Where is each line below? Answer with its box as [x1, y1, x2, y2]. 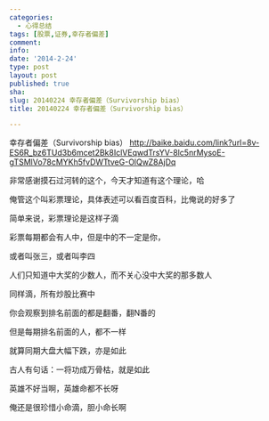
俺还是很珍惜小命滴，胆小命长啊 [9, 402, 126, 413]
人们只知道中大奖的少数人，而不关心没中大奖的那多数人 [9, 270, 212, 280]
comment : [9, 37, 42, 47]
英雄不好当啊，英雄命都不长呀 [9, 384, 118, 394]
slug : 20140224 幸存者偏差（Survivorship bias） [9, 95, 184, 105]
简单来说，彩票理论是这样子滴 [9, 213, 118, 223]
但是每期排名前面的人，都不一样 [9, 327, 126, 337]
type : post [9, 63, 50, 72]
